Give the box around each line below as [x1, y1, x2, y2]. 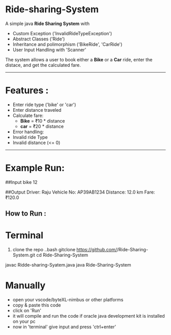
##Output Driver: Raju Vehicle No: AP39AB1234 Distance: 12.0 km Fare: [5, 189, 155, 195]
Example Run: [5, 162, 65, 174]
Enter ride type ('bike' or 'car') [12, 101, 76, 108]
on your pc [12, 318, 36, 325]
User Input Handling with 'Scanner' [12, 46, 87, 53]
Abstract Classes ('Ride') [12, 36, 65, 42]
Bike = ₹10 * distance [20, 117, 65, 124]
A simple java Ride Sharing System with [5, 20, 90, 27]
